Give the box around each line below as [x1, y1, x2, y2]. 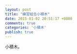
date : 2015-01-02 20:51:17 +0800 [5, 16, 73, 21]
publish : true [5, 30, 34, 35]
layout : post [5, 7, 31, 12]
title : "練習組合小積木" [5, 12, 50, 17]
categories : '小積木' [5, 25, 46, 30]
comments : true [5, 20, 36, 26]
